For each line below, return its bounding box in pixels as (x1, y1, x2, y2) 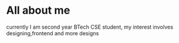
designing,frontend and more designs (6, 29, 99, 36)
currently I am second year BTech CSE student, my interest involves (6, 23, 174, 30)
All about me (6, 4, 71, 17)
